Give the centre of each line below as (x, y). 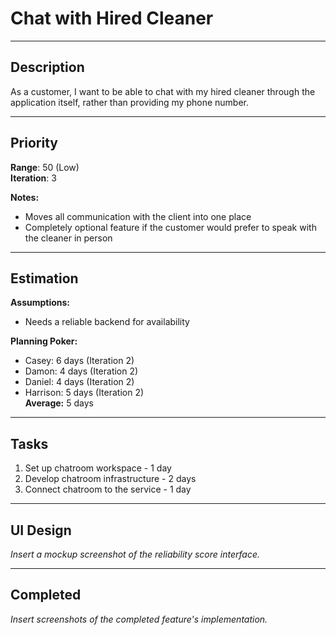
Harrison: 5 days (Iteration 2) (84, 393)
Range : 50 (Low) (45, 167)
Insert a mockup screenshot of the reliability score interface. (135, 554)
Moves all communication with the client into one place (138, 216)
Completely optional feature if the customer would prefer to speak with (170, 227)
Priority (34, 143)
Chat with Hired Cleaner (112, 18)
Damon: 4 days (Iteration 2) (81, 371)
